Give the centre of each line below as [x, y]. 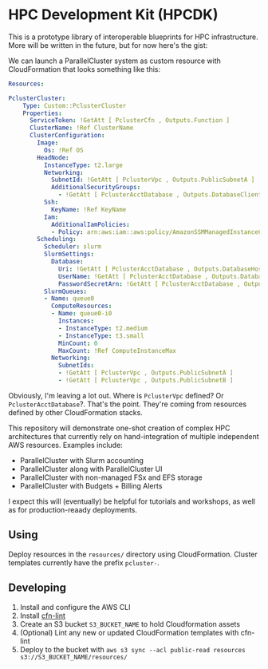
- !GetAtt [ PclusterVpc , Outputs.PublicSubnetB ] [146, 381]
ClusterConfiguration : [67, 136]
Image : [48, 143]
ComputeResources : [81, 306]
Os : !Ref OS [63, 150]
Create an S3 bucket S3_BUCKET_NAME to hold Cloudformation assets [130, 623]
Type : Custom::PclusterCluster [75, 105]
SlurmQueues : [65, 291]
